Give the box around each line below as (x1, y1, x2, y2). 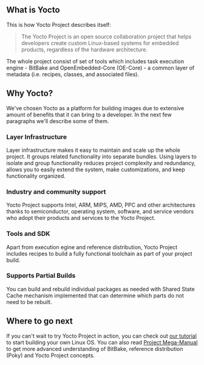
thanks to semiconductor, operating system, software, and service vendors (6, 208, 194, 215)
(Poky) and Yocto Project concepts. (6, 352, 95, 359)
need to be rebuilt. (6, 298, 53, 305)
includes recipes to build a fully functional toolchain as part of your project (6, 250, 192, 257)
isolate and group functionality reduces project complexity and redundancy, (6, 159, 196, 166)
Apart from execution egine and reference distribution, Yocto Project (6, 243, 178, 250)
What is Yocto (6, 5, 60, 15)
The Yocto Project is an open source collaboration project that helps (21, 33, 192, 40)
